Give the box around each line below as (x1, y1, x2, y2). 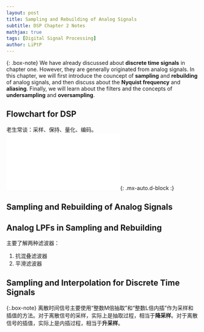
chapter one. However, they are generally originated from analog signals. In (6, 66, 195, 73)
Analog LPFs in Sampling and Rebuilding (6, 222, 162, 233)
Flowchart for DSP (6, 109, 77, 120)
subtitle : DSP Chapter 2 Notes (6, 22, 86, 29)
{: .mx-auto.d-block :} (120, 184, 175, 191)
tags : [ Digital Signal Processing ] (6, 35, 97, 42)
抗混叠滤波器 (15, 252, 47, 260)
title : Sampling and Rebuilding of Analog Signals (6, 16, 137, 22)
